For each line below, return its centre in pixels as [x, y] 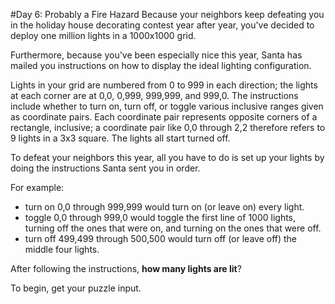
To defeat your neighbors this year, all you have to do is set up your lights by [167, 157]
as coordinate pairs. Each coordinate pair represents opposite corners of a [164, 117]
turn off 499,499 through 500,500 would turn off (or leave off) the [161, 238]
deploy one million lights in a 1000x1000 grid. [103, 35]
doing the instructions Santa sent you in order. [105, 168]
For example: [37, 187]
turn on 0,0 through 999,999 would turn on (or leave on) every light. [164, 207]
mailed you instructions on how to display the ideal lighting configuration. [161, 65]
